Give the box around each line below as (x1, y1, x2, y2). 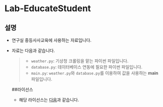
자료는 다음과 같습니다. (11, 48, 55, 53)
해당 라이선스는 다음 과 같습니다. (19, 97, 79, 103)
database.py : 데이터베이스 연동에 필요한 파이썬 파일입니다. (31, 64, 143, 70)
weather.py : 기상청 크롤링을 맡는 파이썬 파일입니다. (31, 58, 129, 64)
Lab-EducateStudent (4, 3, 91, 14)
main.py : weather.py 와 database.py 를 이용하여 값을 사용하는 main (31, 70, 159, 76)
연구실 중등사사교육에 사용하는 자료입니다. (11, 37, 92, 43)
